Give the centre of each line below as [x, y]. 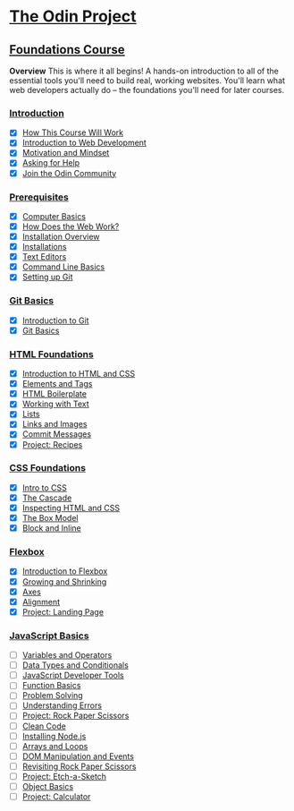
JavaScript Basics [49, 636]
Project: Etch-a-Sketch [64, 776]
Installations [44, 247]
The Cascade [47, 498]
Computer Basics [54, 216]
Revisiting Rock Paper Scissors [79, 766]
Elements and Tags [57, 384]
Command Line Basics [63, 267]
